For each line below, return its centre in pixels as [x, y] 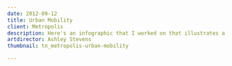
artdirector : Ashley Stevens [49, 40]
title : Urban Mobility [40, 20]
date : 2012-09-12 [32, 14]
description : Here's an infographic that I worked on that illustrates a [116, 33]
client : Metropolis [35, 26]
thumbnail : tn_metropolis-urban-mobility [68, 46]
